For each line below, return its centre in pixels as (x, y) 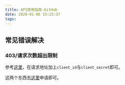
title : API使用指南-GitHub (31, 10)
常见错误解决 (25, 40)
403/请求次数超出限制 (31, 55)
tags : (11, 19)
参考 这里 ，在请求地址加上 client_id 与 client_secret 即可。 (64, 67)
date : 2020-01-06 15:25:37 (33, 14)
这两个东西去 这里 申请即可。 (33, 78)
